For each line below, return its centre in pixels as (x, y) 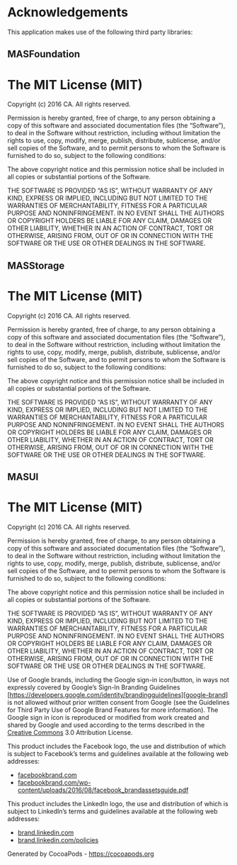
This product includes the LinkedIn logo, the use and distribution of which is (118, 803)
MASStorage (36, 265)
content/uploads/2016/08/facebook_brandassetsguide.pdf (103, 790)
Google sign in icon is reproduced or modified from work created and (108, 717)
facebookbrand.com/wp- (54, 782)
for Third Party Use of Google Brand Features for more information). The (113, 710)
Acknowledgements (68, 12)
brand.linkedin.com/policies (58, 839)
